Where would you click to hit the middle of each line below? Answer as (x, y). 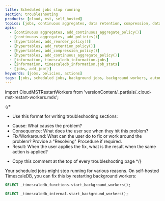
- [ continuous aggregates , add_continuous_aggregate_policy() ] (75, 32)
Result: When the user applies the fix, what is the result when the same (84, 146)
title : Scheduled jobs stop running (42, 10)
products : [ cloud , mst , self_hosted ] (44, 19)
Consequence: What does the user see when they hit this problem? (80, 131)
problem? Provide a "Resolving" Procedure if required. (67, 141)
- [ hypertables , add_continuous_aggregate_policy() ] (65, 55)
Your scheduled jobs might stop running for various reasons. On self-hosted (82, 171)
